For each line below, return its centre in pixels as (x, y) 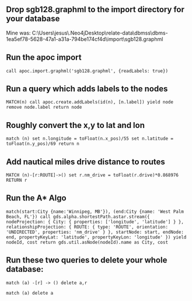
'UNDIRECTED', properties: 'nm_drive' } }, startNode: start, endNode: (95, 232)
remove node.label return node (44, 108)
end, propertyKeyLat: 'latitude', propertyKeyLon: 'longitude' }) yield (96, 237)
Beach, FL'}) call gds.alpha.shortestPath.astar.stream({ (78, 217)
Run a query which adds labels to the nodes (87, 89)
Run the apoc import (44, 58)
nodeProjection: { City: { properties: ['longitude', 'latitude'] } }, (95, 222)
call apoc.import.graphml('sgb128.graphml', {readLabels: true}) (87, 71)
